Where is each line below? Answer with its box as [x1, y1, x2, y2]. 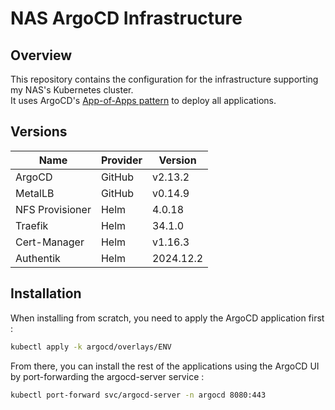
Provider [100, 153, 143, 167]
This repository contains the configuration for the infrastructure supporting [10, 73, 319, 85]
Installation [10, 285, 82, 302]
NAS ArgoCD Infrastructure [10, 7, 243, 30]
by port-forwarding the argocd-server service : [10, 370, 205, 382]
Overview [10, 47, 73, 64]
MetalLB [15, 186, 55, 200]
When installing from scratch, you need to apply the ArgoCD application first [10, 312, 325, 324]
